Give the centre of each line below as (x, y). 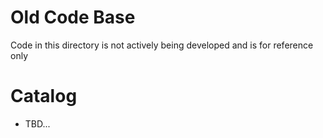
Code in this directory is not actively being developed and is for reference (162, 45)
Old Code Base (73, 17)
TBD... (37, 123)
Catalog (44, 96)
